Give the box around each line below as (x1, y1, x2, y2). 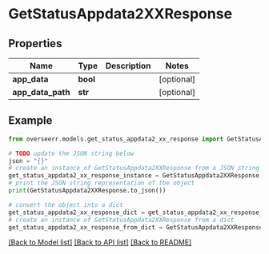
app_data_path (12, 87, 70, 97)
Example (8, 113, 53, 128)
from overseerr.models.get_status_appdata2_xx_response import (8, 135, 224, 143)
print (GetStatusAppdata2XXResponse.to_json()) (8, 187, 167, 195)
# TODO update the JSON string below (8, 149, 134, 157)
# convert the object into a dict (8, 200, 124, 208)
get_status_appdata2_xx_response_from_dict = (8, 223, 163, 232)
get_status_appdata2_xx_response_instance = (8, 172, 159, 180)
